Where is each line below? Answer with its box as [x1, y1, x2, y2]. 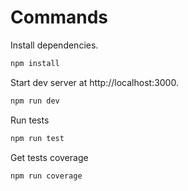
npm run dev [10, 96, 60, 106]
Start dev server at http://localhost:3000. [10, 76, 179, 88]
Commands [10, 6, 109, 29]
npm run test [10, 133, 65, 143]
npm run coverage [10, 171, 83, 181]
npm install [10, 58, 60, 68]
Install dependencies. [10, 39, 99, 51]
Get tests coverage [10, 151, 89, 163]
